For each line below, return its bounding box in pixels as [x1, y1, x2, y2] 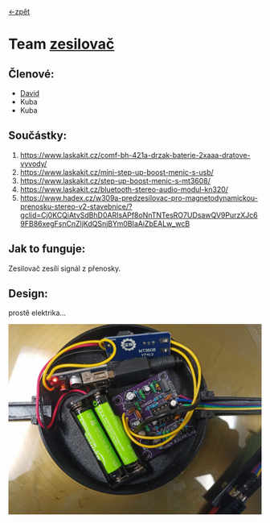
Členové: [8, 67, 55, 81]
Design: [8, 287, 48, 301]
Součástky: [8, 129, 67, 143]
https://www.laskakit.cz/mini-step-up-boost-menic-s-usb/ [19, 167, 215, 176]
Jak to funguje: [8, 242, 86, 256]
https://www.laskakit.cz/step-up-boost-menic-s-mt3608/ [19, 176, 211, 185]
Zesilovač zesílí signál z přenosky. [8, 264, 121, 273]
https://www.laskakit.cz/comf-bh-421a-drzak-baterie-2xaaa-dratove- [19, 150, 251, 160]
